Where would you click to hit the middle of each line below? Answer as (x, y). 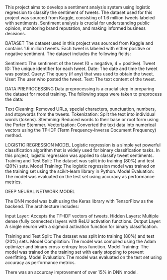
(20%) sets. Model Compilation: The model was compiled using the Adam (81, 241)
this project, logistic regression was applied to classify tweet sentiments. (80, 155)
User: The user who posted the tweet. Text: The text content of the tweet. (81, 79)
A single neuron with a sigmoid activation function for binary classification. (82, 226)
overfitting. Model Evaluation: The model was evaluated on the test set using (83, 257)
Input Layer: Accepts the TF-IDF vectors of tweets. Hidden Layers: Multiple (82, 216)
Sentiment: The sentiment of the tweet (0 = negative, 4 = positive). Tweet (80, 63)
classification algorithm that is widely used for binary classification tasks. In (83, 150)
